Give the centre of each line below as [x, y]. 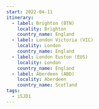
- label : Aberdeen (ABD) [43, 74]
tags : [13, 91]
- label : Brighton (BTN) [43, 23]
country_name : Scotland [47, 85]
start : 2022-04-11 [29, 12]
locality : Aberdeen [42, 79]
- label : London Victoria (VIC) [53, 40]
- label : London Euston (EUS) [50, 57]
